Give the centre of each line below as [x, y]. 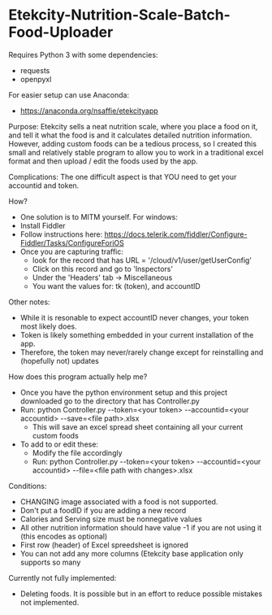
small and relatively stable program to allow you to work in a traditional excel [136, 152]
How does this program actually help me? [78, 377]
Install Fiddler [43, 225]
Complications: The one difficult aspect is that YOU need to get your [123, 177]
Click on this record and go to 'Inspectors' [102, 268]
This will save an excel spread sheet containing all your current [138, 427]
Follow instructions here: [61, 234]
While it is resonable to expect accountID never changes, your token [134, 317]
